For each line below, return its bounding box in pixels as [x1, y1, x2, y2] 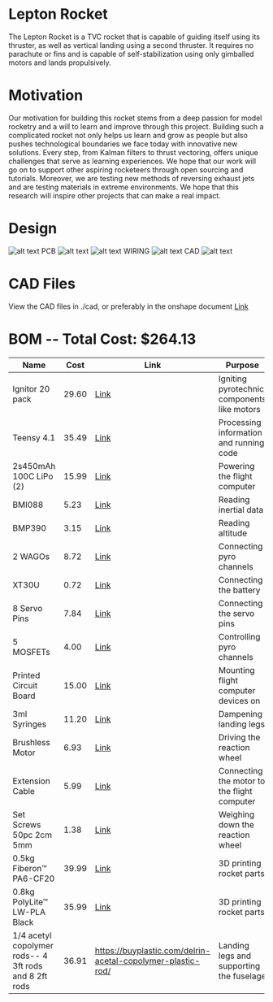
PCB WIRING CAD [41, 245, 201, 256]
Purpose [225, 359, 260, 371]
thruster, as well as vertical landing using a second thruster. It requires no [8, 40, 254, 50]
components [218, 393, 266, 405]
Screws [12, 818, 41, 830]
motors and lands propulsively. [8, 58, 111, 67]
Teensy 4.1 [12, 432, 55, 443]
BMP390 [12, 522, 47, 533]
